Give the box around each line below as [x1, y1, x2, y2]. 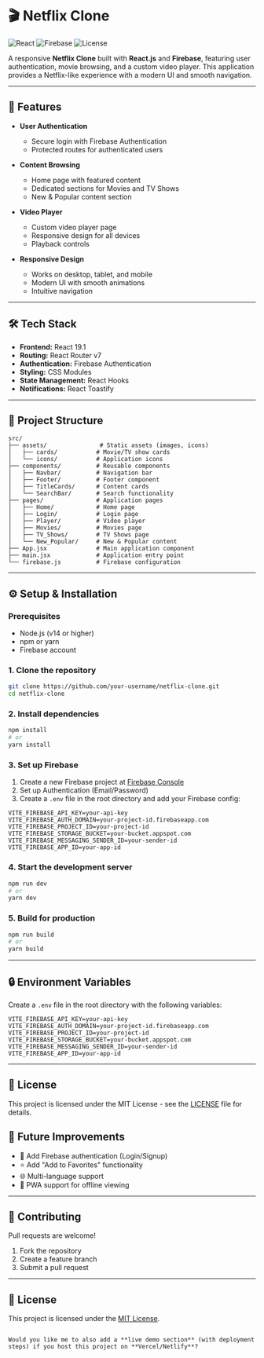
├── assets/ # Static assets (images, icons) [8, 441, 210, 449]
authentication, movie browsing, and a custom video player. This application [8, 61, 255, 71]
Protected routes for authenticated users [31, 145, 163, 154]
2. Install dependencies [8, 708, 100, 719]
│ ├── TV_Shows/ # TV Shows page [8, 531, 149, 539]
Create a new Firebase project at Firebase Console [19, 778, 185, 787]
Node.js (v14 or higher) [19, 628, 94, 638]
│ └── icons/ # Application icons [8, 456, 163, 463]
